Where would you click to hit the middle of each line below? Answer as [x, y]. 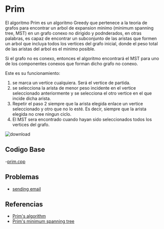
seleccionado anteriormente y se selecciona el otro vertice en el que [82, 93]
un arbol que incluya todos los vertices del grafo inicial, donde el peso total [82, 43]
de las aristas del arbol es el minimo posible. [50, 49]
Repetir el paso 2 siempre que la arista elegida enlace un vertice [78, 103]
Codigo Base [25, 149]
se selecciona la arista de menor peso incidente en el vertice [74, 88]
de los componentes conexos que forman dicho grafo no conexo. [72, 64]
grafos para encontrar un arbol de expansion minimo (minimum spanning [80, 28]
